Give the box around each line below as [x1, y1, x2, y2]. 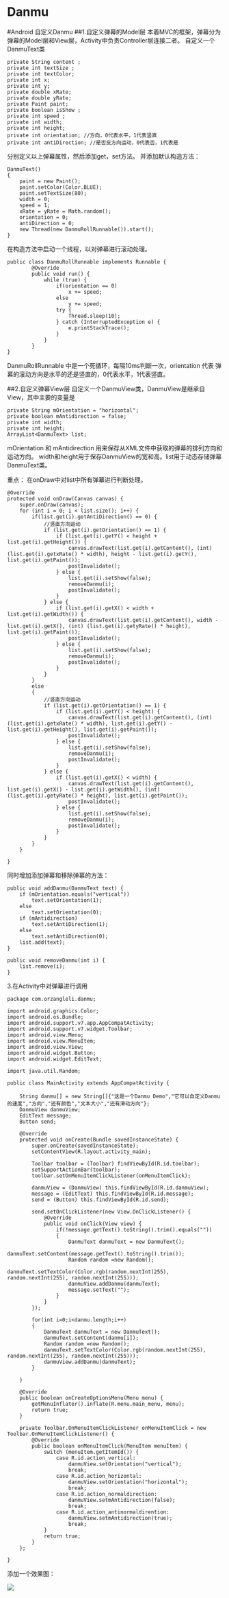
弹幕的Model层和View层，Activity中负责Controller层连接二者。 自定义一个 [7, 36, 215, 45]
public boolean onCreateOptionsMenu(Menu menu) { [19, 1394, 164, 1401]
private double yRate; [7, 94, 72, 102]
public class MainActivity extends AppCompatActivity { [7, 1079, 170, 1087]
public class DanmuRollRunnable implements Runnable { [7, 258, 167, 265]
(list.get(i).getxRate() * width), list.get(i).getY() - [7, 720, 173, 727]
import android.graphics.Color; [7, 1007, 99, 1015]
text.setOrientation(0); [31, 909, 103, 916]
